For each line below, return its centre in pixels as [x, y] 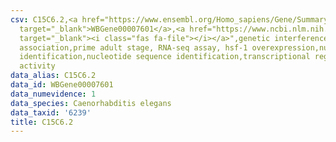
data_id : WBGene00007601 [62, 85]
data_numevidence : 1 [53, 94]
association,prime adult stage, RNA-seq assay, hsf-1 [133, 47]
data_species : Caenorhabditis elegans [91, 103]
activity [37, 66]
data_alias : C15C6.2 [53, 76]
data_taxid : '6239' [51, 112]
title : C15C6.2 [42, 122]
